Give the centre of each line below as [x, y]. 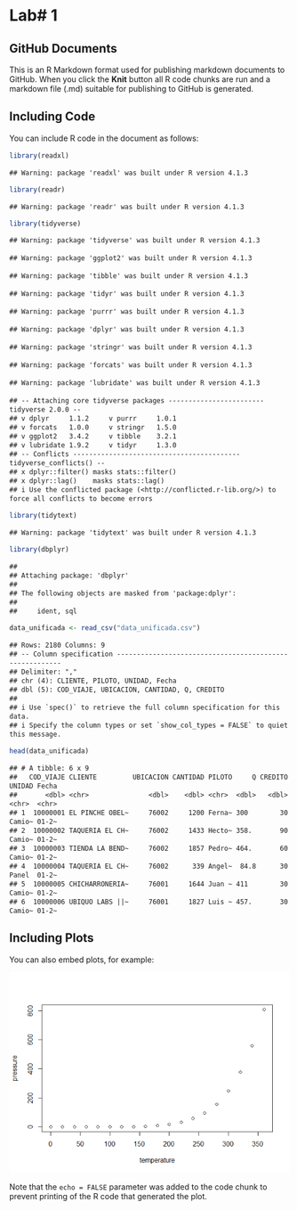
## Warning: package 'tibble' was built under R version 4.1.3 [129, 276]
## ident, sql [43, 611]
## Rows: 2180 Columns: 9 [57, 646]
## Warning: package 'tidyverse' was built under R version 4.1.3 [135, 241]
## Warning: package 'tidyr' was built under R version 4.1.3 [127, 294]
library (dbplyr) [39, 550]
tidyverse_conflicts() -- [57, 463]
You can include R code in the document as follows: [104, 138]
